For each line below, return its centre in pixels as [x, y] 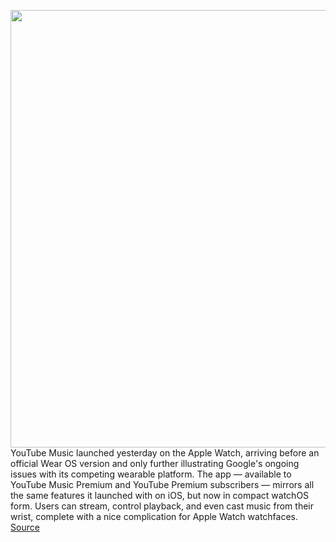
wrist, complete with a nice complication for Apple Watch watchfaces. [154, 516]
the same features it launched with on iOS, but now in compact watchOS [160, 495]
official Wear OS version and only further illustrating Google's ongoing [155, 463]
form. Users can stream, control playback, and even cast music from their [162, 506]
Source [25, 527]
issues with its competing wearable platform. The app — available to [151, 474]
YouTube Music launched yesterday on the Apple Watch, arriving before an [165, 453]
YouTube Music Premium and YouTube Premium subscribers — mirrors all [162, 484]
